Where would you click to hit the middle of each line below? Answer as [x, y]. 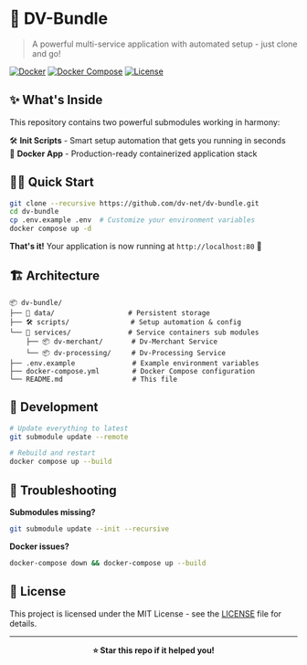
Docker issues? [40, 546]
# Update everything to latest [69, 428]
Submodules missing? [53, 512]
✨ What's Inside [56, 100]
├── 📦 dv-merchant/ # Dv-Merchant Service [122, 342]
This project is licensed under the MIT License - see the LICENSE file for [145, 613]
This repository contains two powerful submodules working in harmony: [145, 121]
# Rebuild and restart [53, 453]
